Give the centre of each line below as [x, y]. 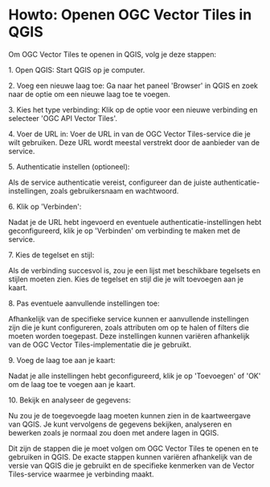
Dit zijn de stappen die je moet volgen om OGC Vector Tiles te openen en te [133, 448]
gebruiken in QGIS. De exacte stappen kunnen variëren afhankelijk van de [131, 456]
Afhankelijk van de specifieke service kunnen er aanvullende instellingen [129, 318]
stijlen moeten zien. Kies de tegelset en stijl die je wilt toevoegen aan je [126, 279]
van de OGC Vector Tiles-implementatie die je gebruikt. [100, 344]
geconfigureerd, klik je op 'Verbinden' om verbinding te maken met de [125, 231]
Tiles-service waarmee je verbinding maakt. [81, 474]
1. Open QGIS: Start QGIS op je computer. [77, 69]
